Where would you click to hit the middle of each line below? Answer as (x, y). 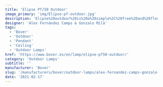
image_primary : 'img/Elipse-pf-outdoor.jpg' (51, 14)
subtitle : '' (18, 63)
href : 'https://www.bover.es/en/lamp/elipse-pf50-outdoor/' (67, 54)
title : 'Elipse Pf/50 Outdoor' (37, 9)
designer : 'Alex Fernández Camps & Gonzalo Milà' (56, 23)
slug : (10, 72)
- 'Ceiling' (22, 45)
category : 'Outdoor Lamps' (32, 59)
